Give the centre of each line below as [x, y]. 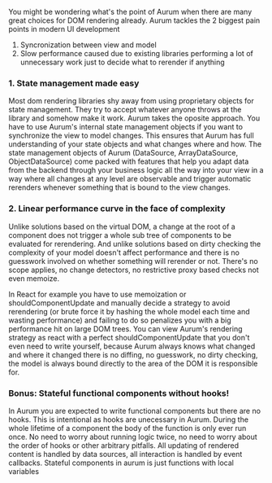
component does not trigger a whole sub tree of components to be [120, 235]
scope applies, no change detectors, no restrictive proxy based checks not [134, 270]
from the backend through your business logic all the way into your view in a [136, 170]
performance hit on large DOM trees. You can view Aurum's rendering [125, 328]
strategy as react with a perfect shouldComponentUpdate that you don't [129, 337]
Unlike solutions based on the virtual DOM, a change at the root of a [122, 226]
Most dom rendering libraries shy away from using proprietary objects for [131, 101]
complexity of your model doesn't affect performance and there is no [124, 252]
